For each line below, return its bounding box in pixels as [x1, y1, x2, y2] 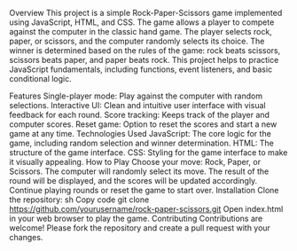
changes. [9, 232, 43, 242]
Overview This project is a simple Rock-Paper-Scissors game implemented [9, 8, 283, 18]
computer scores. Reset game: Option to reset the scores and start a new [9, 119, 277, 129]
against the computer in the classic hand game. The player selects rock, [9, 27, 272, 36]
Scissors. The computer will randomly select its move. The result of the [9, 166, 270, 176]
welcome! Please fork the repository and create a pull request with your [9, 223, 270, 233]
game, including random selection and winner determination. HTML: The [9, 137, 275, 148]
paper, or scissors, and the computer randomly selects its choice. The [9, 35, 265, 46]
